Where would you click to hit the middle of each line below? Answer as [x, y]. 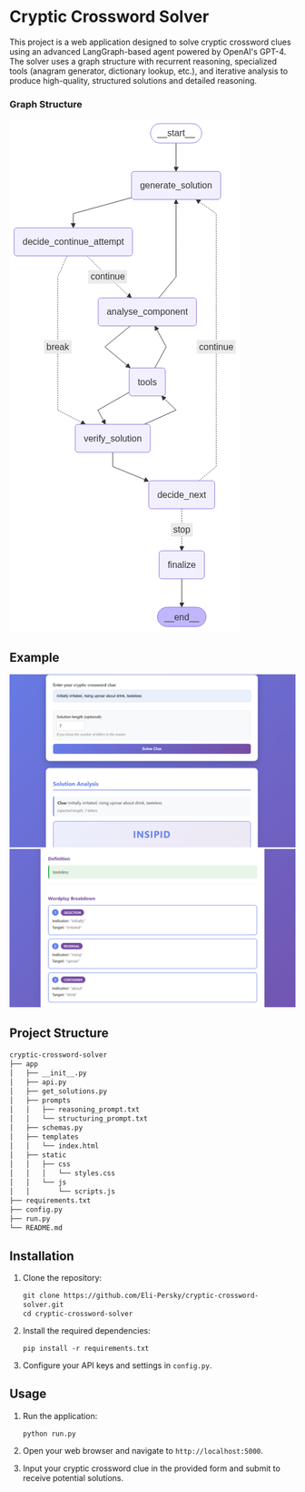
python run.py [49, 1434]
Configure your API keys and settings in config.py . [117, 1365]
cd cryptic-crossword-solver [78, 1314]
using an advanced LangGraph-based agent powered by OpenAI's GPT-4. [148, 51]
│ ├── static [38, 1155]
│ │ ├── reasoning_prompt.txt [75, 1110]
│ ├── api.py [38, 1082]
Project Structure [59, 1033]
